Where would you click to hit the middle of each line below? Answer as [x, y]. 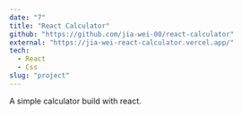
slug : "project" [39, 76]
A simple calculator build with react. [75, 101]
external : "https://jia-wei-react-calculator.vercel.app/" [122, 42]
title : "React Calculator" [60, 26]
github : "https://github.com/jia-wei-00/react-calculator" [122, 34]
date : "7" [28, 17]
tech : [19, 51]
